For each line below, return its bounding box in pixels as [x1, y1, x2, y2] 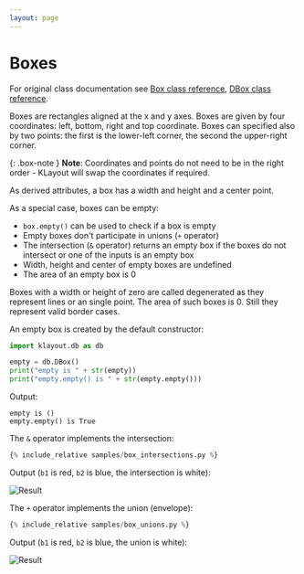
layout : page [9, 13, 59, 23]
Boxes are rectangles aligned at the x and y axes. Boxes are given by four [9, 111, 286, 122]
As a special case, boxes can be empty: [9, 202, 160, 213]
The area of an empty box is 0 [22, 269, 137, 280]
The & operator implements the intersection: [9, 433, 174, 444]
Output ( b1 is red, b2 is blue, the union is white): [9, 537, 188, 547]
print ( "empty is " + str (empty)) [9, 367, 137, 376]
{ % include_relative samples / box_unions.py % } [9, 520, 190, 529]
